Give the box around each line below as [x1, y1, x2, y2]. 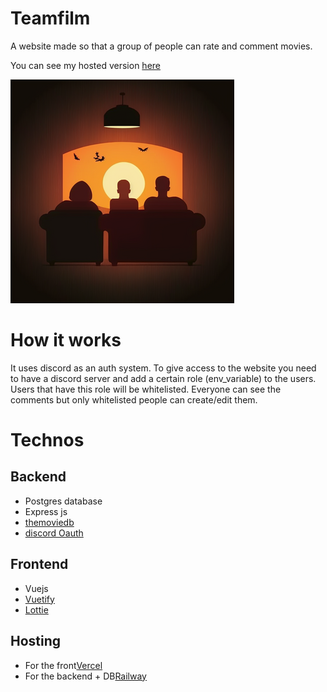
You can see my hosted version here [10, 59, 161, 71]
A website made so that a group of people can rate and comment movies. [10, 40, 313, 52]
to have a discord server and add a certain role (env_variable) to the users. [10, 372, 317, 384]
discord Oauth [24, 527, 84, 539]
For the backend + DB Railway [24, 670, 147, 682]
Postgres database [24, 495, 103, 507]
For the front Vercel [24, 659, 103, 671]
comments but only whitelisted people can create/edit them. [10, 393, 258, 406]
